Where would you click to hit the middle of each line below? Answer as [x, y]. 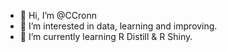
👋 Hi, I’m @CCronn [58, 15]
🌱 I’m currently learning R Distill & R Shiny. [106, 36]
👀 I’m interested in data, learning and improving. [118, 26]
